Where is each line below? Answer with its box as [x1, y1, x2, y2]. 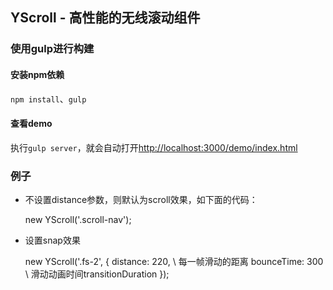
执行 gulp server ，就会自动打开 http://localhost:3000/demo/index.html [10, 141, 298, 153]
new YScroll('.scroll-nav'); [24, 214, 132, 226]
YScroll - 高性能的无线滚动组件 [10, 9, 201, 27]
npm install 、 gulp [10, 93, 87, 105]
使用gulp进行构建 [10, 42, 95, 56]
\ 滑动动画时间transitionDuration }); [24, 268, 170, 280]
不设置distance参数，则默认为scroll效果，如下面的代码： [24, 194, 258, 206]
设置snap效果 [24, 234, 81, 247]
